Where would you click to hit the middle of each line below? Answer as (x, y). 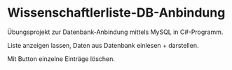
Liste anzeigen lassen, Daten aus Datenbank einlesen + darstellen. (103, 45)
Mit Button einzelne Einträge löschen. (61, 59)
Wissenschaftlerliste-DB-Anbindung (116, 13)
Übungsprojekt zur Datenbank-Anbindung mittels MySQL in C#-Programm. (115, 32)
